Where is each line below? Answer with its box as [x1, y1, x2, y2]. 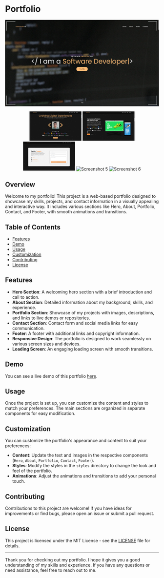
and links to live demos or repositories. [12, 315, 90, 321]
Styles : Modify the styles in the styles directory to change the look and [12, 463, 156, 469]
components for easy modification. [5, 411, 76, 416]
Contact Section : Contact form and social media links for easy [12, 320, 138, 326]
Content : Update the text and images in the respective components [12, 453, 148, 458]
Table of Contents [5, 223, 61, 231]
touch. [12, 478, 25, 484]
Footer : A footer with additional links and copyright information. [12, 330, 140, 336]
